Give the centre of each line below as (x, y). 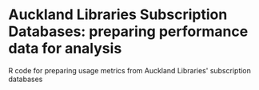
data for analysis (65, 49)
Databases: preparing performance (128, 31)
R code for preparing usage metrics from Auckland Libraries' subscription (130, 70)
